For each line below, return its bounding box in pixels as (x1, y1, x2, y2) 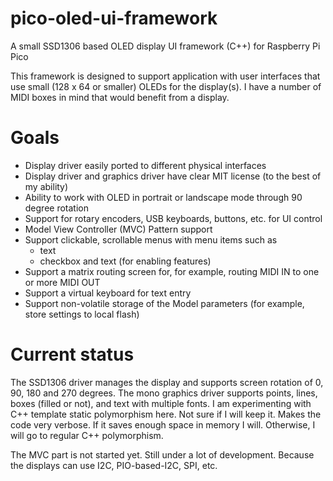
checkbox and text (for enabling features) (39, 255, 212, 267)
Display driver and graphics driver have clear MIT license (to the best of (24, 170, 322, 182)
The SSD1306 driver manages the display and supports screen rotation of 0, (10, 376, 324, 388)
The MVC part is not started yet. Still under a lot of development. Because (10, 448, 315, 461)
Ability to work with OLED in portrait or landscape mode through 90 (24, 191, 303, 203)
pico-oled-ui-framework (10, 7, 218, 30)
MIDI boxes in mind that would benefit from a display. (10, 91, 230, 103)
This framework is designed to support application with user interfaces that (10, 70, 321, 82)
